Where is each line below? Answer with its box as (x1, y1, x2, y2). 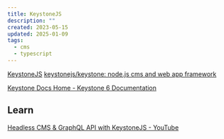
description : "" (7, 17, 55, 24)
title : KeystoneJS (7, 10, 62, 18)
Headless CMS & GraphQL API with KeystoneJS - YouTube (7, 123, 179, 132)
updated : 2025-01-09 (7, 30, 69, 38)
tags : (7, 37, 23, 44)
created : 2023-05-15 (7, 24, 69, 31)
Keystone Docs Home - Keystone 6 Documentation (7, 83, 157, 92)
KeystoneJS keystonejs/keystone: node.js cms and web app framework (7, 69, 217, 78)
